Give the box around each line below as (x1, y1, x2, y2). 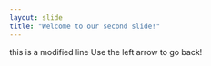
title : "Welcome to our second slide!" (9, 22, 161, 31)
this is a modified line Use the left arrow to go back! (9, 46, 203, 57)
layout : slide (9, 13, 64, 23)
